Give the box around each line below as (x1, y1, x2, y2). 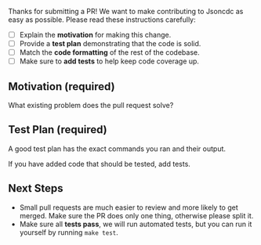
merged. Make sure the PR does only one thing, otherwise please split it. (19, 211, 254, 220)
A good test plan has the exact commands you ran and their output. (8, 144, 226, 153)
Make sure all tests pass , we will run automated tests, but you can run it (19, 219, 252, 229)
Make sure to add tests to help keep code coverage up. (19, 56, 200, 66)
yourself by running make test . (19, 227, 119, 237)
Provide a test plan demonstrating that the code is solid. (19, 39, 201, 49)
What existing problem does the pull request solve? (8, 101, 174, 110)
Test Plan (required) (8, 123, 107, 136)
